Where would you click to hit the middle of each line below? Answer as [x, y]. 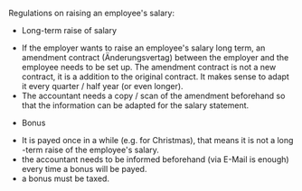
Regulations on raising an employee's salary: [92, 13]
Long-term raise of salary [69, 30]
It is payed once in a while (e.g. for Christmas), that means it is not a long [157, 140]
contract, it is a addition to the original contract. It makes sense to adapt [156, 77]
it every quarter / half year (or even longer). [102, 86]
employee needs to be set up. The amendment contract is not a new [149, 67]
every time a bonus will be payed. [84, 169]
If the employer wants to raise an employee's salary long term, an [143, 48]
